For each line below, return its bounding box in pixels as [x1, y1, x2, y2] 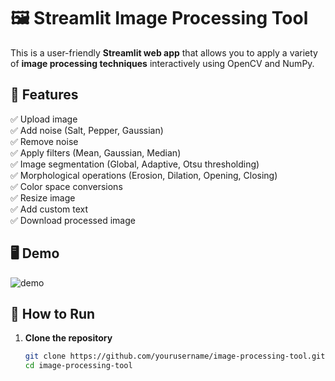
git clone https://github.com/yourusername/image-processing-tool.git [24, 351, 326, 362]
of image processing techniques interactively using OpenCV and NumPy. [10, 57, 315, 69]
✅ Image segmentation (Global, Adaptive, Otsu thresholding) [10, 158, 260, 170]
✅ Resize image [10, 191, 76, 204]
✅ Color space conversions [10, 180, 123, 192]
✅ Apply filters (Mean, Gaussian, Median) [10, 146, 182, 159]
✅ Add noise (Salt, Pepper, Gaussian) [10, 124, 164, 136]
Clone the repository [24, 332, 113, 344]
